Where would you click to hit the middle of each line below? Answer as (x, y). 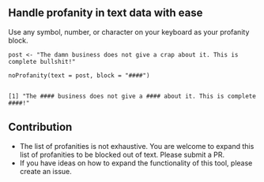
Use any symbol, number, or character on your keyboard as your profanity (129, 32)
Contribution (40, 127)
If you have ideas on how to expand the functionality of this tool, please (136, 163)
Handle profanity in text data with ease (106, 13)
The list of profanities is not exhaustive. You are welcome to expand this (137, 146)
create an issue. (46, 171)
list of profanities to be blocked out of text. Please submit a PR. (122, 154)
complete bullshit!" (42, 61)
